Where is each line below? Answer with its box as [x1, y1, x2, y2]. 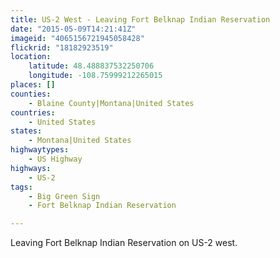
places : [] [10, 80, 56, 90]
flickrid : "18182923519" [10, 42, 114, 53]
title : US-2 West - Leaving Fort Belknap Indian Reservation [10, 14, 271, 25]
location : [10, 52, 52, 62]
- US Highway [28, 154, 83, 164]
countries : [10, 107, 56, 118]
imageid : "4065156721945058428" [10, 33, 145, 43]
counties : [10, 89, 52, 99]
